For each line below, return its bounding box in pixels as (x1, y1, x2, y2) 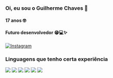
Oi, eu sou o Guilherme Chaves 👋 (5, 5, 88, 12)
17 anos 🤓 (5, 17, 27, 23)
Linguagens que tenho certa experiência (5, 56, 108, 63)
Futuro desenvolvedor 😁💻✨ (5, 30, 67, 36)
